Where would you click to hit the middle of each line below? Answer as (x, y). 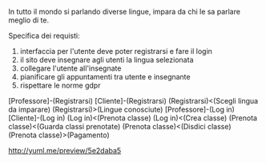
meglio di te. (29, 20)
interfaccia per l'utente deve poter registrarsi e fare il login (116, 51)
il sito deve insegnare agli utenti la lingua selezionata (107, 60)
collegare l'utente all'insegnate (71, 68)
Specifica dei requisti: (44, 36)
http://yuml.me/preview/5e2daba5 (65, 151)
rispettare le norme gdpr (60, 85)
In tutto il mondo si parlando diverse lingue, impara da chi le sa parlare (124, 12)
